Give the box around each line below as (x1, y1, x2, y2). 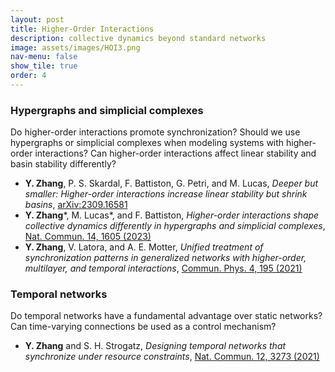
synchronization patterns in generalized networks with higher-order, (24, 252, 307, 264)
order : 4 (10, 71, 47, 81)
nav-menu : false (10, 52, 78, 62)
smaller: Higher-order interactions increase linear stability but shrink (24, 188, 308, 200)
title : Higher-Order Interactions (10, 24, 155, 34)
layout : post (10, 14, 65, 25)
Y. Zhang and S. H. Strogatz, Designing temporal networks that (24, 340, 287, 352)
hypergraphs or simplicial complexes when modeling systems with (10, 137, 285, 149)
